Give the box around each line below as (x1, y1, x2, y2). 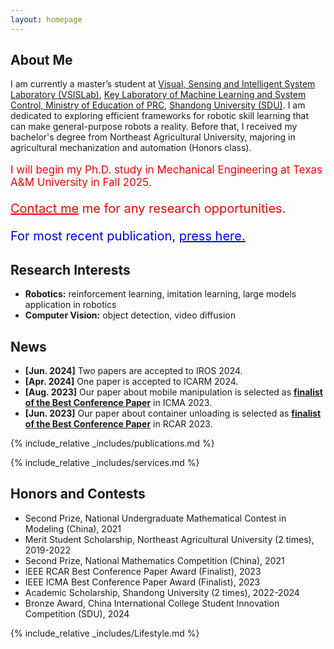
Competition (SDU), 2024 (24, 607, 130, 620)
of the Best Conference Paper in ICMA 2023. (24, 397, 213, 409)
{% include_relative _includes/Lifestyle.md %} (10, 627, 200, 639)
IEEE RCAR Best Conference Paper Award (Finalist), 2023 (24, 565, 262, 577)
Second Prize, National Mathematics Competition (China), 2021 (24, 554, 285, 566)
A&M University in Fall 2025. (10, 176, 152, 190)
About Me (10, 52, 73, 69)
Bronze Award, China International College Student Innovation (24, 597, 280, 609)
